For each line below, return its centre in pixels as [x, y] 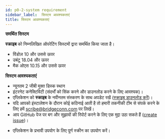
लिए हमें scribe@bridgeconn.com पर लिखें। [54, 109]
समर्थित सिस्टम [17, 34]
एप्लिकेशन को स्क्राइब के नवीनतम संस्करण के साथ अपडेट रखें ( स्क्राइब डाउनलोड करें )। [83, 98]
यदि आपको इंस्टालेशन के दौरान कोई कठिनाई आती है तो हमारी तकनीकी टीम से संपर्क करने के [86, 103]
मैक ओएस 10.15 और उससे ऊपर [39, 66]
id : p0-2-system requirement [36, 10]
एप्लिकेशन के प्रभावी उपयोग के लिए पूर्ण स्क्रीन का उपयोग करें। [61, 131]
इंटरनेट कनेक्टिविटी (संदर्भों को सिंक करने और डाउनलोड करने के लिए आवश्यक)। [78, 92]
